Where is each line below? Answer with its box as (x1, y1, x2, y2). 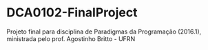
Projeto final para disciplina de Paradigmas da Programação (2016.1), (6, 27, 202, 36)
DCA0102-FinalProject (6, 5, 138, 21)
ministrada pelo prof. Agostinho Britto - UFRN (6, 34, 136, 42)
